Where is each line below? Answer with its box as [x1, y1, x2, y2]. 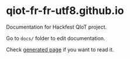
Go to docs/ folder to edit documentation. [6, 34, 105, 41]
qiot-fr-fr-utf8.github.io [6, 4, 124, 18]
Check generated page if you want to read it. [6, 46, 114, 53]
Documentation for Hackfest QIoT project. [6, 23, 107, 30]
